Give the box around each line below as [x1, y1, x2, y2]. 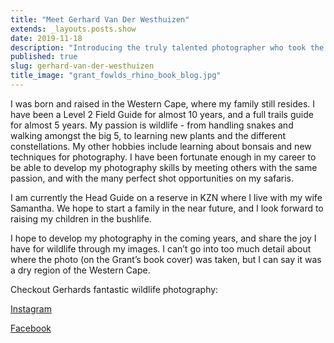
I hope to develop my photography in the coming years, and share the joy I [10, 232, 317, 244]
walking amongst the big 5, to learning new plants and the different [10, 129, 287, 141]
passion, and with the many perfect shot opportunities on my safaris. [10, 172, 295, 184]
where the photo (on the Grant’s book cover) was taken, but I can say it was [10, 253, 322, 265]
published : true [10, 52, 78, 62]
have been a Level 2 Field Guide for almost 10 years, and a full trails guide [10, 108, 314, 120]
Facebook [10, 322, 52, 334]
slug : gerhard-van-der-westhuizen [10, 61, 155, 71]
